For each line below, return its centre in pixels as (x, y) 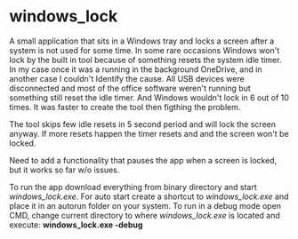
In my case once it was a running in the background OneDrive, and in (136, 69)
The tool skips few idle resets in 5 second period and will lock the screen (142, 124)
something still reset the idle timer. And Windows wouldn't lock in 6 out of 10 (149, 97)
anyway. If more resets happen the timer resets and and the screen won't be (149, 133)
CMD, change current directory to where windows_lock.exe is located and (145, 215)
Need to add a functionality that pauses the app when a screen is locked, (143, 160)
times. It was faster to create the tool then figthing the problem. (125, 107)
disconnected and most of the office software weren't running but (130, 88)
